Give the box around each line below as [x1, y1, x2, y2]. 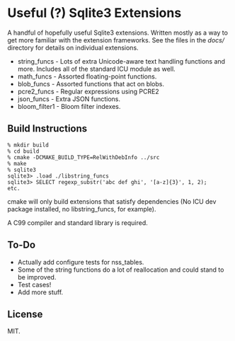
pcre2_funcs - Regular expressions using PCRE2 [17, 87, 159, 96]
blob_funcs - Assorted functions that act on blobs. [17, 79, 165, 88]
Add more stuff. [17, 288, 64, 296]
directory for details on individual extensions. [7, 43, 139, 52]
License [7, 308, 43, 320]
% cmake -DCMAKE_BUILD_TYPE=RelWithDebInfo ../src [7, 154, 160, 161]
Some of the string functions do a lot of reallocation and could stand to [17, 265, 224, 274]
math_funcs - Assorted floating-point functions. [17, 72, 157, 81]
